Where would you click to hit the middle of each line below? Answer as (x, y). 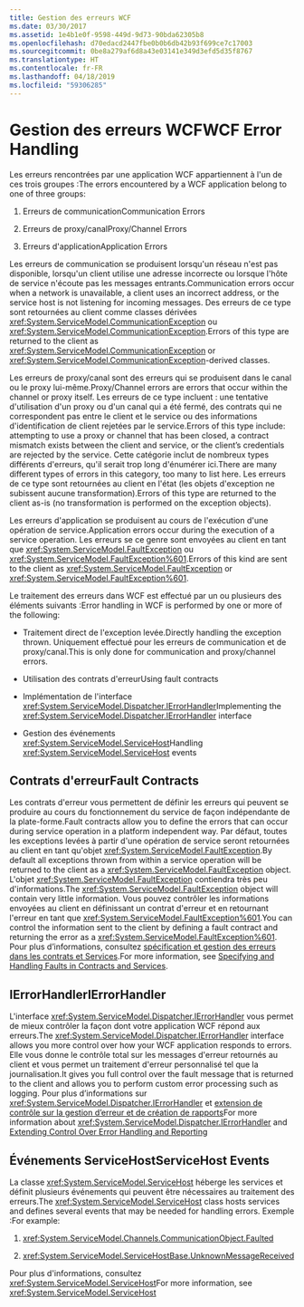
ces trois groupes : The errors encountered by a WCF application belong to (148, 184)
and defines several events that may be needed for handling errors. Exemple (152, 1211)
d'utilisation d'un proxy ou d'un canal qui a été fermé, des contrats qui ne (146, 406)
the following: (35, 615)
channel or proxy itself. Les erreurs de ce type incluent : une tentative (139, 397)
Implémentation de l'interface (77, 696)
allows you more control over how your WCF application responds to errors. (151, 1045)
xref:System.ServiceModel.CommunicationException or (113, 351)
